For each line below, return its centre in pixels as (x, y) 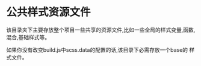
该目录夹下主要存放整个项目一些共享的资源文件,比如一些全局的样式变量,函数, (101, 30)
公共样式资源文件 (49, 12)
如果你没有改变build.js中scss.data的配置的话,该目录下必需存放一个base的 (97, 50)
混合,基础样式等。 (28, 37)
